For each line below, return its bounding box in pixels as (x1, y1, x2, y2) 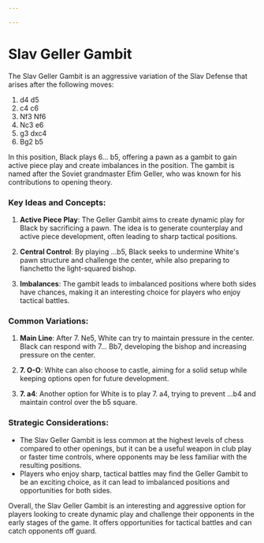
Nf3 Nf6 (19, 111, 46, 121)
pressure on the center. (19, 350, 96, 360)
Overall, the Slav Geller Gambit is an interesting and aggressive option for (8, 500, 247, 510)
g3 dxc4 (19, 128, 47, 138)
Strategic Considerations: (8, 418, 109, 429)
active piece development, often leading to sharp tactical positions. (19, 231, 238, 241)
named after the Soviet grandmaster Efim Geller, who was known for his (8, 169, 242, 178)
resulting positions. (19, 460, 82, 470)
